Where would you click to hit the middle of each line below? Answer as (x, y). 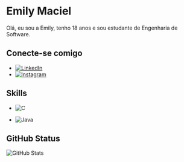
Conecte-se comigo (44, 53)
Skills (17, 93)
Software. (18, 34)
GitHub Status (33, 138)
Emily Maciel (39, 11)
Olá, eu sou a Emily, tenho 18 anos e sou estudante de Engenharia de (92, 28)
